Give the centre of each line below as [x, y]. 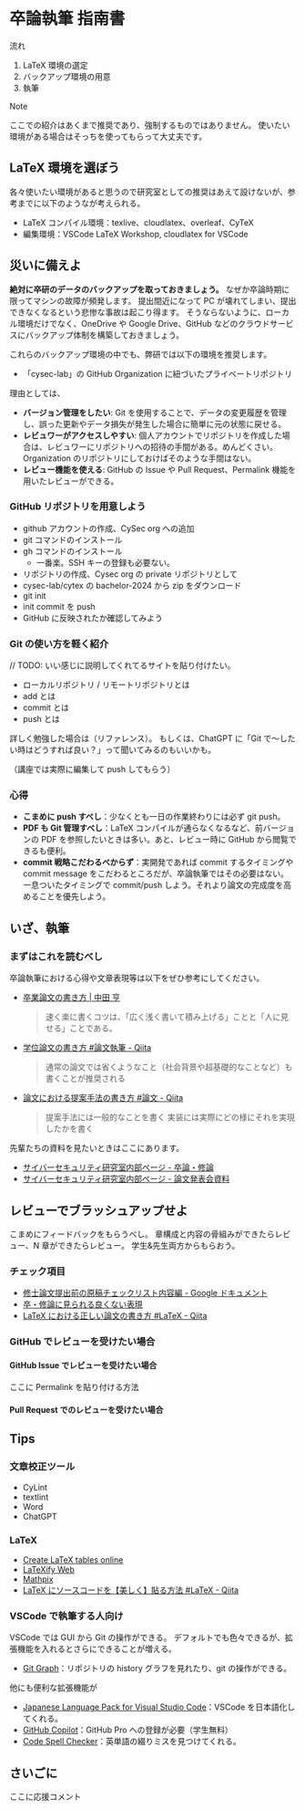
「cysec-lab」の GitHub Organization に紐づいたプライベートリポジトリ [158, 373]
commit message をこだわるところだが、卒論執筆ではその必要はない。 [156, 874]
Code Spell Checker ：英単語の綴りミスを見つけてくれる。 [132, 1742]
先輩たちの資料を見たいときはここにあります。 [97, 1148]
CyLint [35, 1487]
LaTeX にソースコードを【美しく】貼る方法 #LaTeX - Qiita [131, 1590]
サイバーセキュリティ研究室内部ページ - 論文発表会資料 [126, 1179]
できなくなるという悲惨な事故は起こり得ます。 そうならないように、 [137, 312]
